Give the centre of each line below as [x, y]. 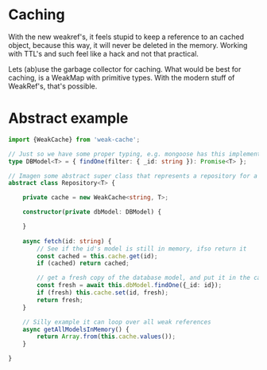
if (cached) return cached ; [83, 264]
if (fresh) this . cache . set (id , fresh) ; [103, 293]
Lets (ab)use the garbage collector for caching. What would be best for [125, 69]
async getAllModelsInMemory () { [76, 329]
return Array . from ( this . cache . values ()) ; [106, 337]
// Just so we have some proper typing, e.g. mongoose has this [117, 154]
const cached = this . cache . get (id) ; [97, 256]
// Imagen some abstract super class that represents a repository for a [133, 176]
